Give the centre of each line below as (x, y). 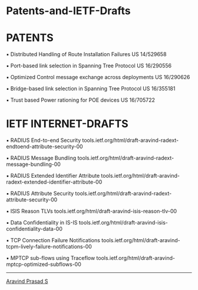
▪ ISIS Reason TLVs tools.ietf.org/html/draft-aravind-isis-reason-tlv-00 (92, 211)
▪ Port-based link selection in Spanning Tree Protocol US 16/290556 (89, 66)
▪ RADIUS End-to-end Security (44, 141)
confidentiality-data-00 (34, 229)
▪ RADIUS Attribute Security (40, 194)
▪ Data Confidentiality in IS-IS (42, 223)
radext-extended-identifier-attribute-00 (54, 182)
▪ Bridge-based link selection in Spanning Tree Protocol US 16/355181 (91, 89)
